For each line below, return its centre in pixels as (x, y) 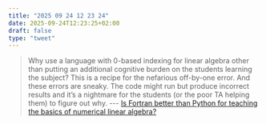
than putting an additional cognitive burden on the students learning (140, 70)
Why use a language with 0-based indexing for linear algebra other (139, 61)
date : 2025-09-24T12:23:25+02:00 (64, 23)
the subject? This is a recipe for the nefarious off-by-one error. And (139, 78)
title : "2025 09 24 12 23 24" (59, 16)
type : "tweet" (32, 38)
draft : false (30, 30)
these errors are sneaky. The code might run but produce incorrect (139, 86)
